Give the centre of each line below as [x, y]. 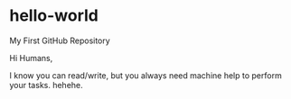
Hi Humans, [31, 58]
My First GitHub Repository [60, 40]
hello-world [54, 16]
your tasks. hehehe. [46, 85]
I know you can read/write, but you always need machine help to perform [145, 75]
